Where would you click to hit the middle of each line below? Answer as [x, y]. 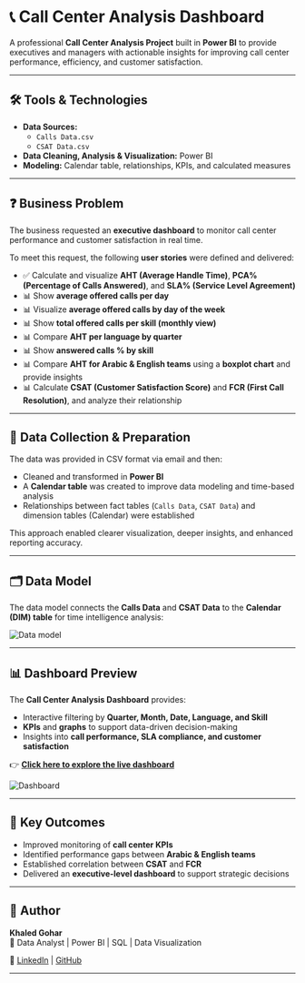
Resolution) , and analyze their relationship [102, 400]
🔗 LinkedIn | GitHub [46, 960]
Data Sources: [50, 127]
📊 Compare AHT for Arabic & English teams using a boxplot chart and [156, 364]
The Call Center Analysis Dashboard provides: [98, 699]
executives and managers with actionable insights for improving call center [149, 52]
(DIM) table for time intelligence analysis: [87, 617]
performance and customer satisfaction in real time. [106, 239]
